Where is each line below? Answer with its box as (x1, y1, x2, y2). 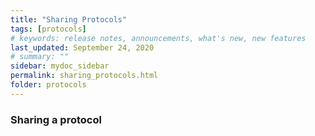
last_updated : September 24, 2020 (10, 42, 155, 53)
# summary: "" (10, 52, 70, 62)
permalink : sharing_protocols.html (10, 71, 159, 81)
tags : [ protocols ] (10, 24, 87, 34)
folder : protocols (10, 80, 87, 90)
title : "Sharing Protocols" (10, 14, 128, 25)
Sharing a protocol (10, 112, 102, 126)
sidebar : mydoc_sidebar (10, 61, 110, 71)
